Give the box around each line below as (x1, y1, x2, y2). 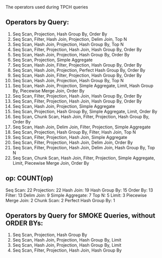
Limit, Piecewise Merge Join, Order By (12, 160, 89, 166)
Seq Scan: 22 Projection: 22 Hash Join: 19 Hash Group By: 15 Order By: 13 (5, 187, 153, 193)
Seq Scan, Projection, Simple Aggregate (12, 57, 93, 63)
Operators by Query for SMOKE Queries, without (5, 211, 156, 220)
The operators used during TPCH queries (5, 4, 88, 10)
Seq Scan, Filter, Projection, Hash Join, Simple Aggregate (12, 134, 128, 140)
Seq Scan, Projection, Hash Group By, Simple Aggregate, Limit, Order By (12, 108, 158, 114)
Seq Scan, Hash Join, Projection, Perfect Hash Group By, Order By (12, 67, 146, 73)
